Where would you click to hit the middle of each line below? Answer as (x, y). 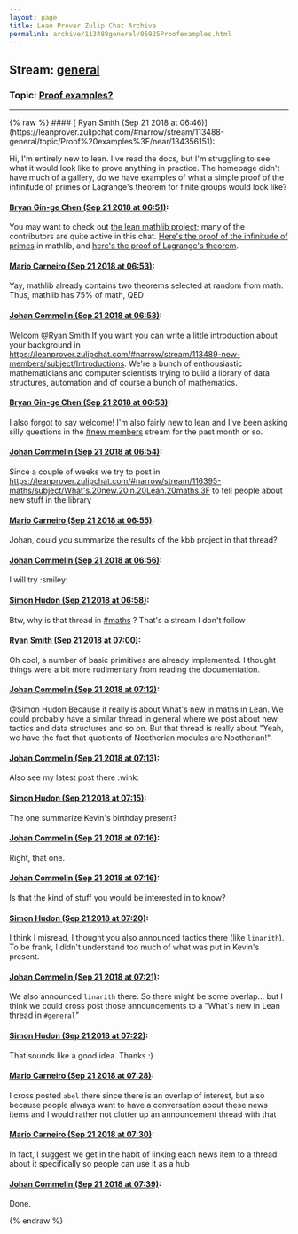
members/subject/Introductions (67, 363)
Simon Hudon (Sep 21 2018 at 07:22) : (79, 1035)
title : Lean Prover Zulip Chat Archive (83, 26)
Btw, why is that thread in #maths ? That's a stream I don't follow (127, 620)
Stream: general (55, 70)
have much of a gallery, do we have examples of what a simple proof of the (147, 177)
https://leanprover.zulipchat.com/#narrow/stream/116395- (115, 481)
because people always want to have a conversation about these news (139, 1105)
